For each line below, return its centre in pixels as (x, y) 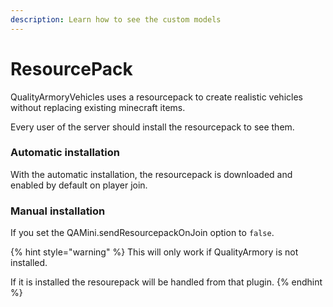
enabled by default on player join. (79, 185)
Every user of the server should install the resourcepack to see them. (152, 127)
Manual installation (58, 211)
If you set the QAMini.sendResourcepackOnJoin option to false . (142, 233)
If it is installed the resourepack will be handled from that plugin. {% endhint (166, 282)
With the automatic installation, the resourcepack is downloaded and (151, 174)
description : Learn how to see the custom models (116, 19)
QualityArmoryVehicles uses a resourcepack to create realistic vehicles (156, 97)
